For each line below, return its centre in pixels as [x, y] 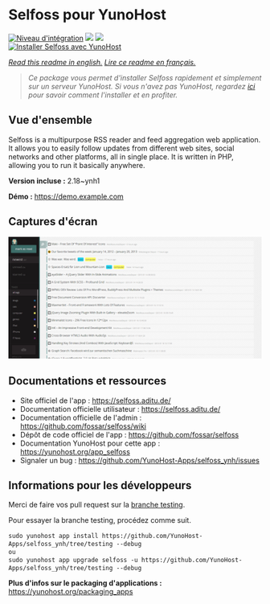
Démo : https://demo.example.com [66, 196]
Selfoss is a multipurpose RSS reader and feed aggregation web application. [135, 139]
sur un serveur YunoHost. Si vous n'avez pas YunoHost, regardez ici [141, 86]
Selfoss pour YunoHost [88, 15]
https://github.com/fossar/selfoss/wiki [83, 426]
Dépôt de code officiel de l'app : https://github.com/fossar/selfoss [129, 434]
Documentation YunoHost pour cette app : [90, 443]
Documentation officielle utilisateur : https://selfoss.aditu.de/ [120, 409]
